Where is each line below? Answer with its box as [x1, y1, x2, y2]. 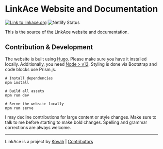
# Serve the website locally [5, 101, 64, 106]
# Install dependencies [5, 75, 53, 81]
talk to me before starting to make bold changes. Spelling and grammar [5, 119, 147, 125]
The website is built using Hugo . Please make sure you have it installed [5, 56, 147, 62]
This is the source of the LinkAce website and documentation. [5, 29, 129, 35]
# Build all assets [5, 89, 45, 93]
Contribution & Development [5, 43, 93, 52]
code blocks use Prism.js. [5, 66, 57, 72]
